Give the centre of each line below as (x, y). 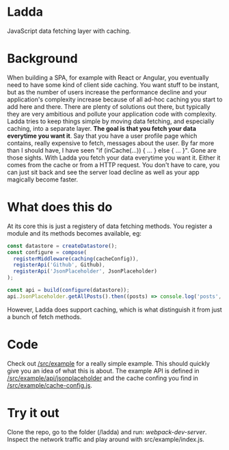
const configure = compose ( (47, 252)
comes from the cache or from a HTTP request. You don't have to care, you (113, 164)
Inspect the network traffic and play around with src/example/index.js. (106, 439)
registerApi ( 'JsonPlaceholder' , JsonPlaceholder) (85, 271)
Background (42, 59)
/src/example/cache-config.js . (50, 385)
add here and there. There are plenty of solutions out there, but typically (109, 106)
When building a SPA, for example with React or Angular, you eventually (108, 77)
